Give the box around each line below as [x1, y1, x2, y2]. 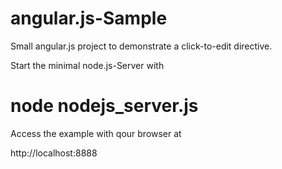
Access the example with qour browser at [10, 127, 182, 139]
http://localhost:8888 [10, 147, 98, 159]
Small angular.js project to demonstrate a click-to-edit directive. [10, 40, 273, 52]
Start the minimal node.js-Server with [10, 59, 165, 71]
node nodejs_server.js [10, 95, 199, 117]
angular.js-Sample [10, 7, 168, 30]
